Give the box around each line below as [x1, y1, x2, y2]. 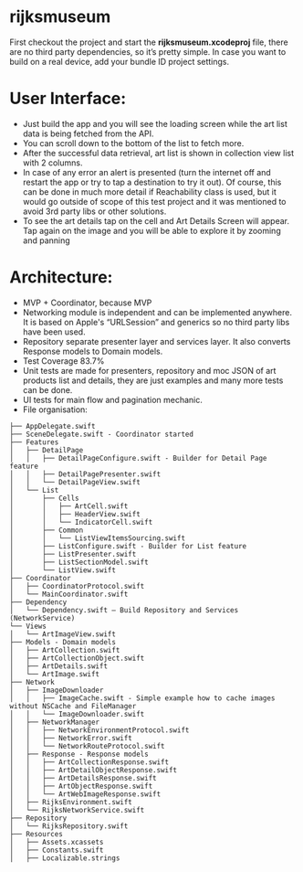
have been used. [22, 326, 86, 337]
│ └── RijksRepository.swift [9, 821, 129, 831]
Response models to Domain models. [22, 346, 163, 356]
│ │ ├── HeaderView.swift [9, 509, 141, 518]
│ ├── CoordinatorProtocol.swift [9, 581, 145, 590]
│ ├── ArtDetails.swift [9, 661, 108, 671]
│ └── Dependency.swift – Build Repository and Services [9, 605, 239, 614]
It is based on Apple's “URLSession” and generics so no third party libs [22, 316, 290, 327]
